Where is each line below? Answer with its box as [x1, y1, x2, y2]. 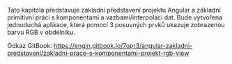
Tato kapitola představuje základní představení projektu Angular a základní [7, 6, 221, 14]
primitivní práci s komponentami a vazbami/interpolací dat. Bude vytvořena [7, 13, 223, 22]
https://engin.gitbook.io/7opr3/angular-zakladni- [53, 42, 193, 49]
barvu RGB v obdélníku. [7, 28, 75, 36]
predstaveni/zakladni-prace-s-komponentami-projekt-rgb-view [7, 49, 190, 57]
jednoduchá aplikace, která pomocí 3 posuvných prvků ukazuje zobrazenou [7, 21, 225, 29]
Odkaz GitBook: [7, 42, 52, 49]
